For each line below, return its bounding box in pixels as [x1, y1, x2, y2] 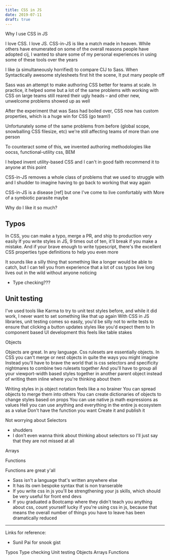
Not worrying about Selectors [5, 417, 67, 423]
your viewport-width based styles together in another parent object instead [5, 371, 162, 376]
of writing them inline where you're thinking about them [5, 376, 121, 382]
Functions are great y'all [5, 468, 56, 473]
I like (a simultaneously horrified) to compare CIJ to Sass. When [5, 67, 138, 73]
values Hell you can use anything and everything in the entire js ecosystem [5, 402, 162, 408]
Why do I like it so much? [5, 205, 58, 211]
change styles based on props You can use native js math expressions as [5, 397, 158, 403]
